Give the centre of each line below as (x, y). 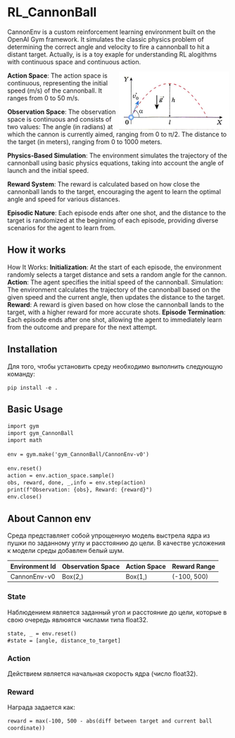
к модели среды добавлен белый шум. (66, 551)
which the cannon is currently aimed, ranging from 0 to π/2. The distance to (117, 134)
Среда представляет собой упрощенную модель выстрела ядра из (109, 536)
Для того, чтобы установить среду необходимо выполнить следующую (115, 366)
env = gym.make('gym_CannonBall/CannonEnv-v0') (78, 455)
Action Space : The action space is (57, 76)
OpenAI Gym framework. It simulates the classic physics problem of (106, 39)
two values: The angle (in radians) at (60, 126)
